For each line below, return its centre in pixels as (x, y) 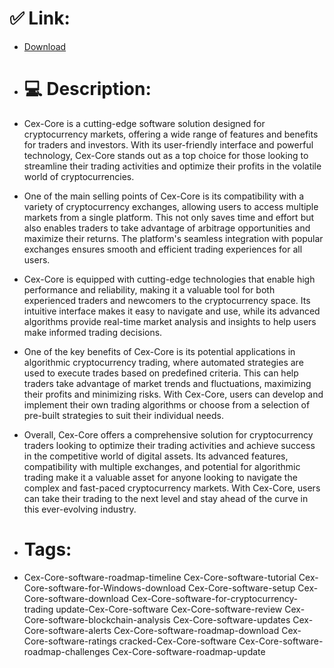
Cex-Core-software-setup (242, 588)
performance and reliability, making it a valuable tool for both (149, 289)
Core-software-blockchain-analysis (97, 619)
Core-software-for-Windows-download (105, 588)
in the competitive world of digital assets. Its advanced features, (156, 456)
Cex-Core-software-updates (231, 619)
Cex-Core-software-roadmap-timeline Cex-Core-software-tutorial (160, 577)
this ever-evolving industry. (80, 509)
